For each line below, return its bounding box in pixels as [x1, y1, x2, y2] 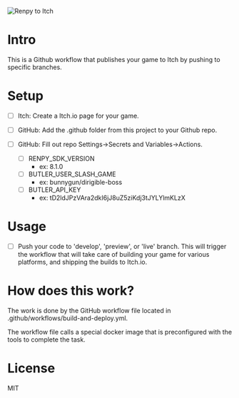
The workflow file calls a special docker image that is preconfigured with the [7, 328, 233, 337]
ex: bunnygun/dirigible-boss [39, 178, 123, 187]
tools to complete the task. [7, 335, 86, 344]
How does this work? [7, 282, 134, 299]
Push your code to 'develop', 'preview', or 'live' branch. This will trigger [17, 243, 227, 251]
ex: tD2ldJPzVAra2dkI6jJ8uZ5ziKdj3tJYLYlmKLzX [39, 193, 185, 203]
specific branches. [7, 63, 62, 71]
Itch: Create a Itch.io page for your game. [17, 111, 139, 120]
